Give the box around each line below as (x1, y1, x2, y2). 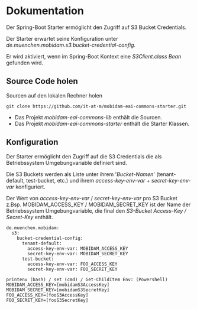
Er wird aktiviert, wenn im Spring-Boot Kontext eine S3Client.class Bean (6, 53, 182, 60)
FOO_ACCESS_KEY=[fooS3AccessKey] (6, 292, 89, 298)
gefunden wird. (6, 59, 43, 66)
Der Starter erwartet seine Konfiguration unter (6, 35, 118, 42)
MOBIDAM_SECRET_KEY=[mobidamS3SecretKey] (6, 287, 110, 293)
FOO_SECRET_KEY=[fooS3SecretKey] (6, 297, 89, 303)
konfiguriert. (15, 183, 46, 190)
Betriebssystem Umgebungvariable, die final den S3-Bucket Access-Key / (6, 207, 186, 214)
